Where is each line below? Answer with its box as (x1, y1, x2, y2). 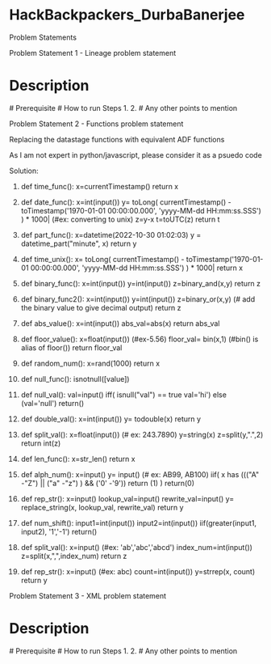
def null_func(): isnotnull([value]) (20, 374, 130, 383)
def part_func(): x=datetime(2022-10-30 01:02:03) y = (20, 230, 202, 239)
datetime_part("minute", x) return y (20, 239, 137, 248)
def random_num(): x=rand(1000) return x (20, 358, 161, 368)
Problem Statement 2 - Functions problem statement (9, 119, 184, 129)
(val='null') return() (20, 398, 85, 408)
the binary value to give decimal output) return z (20, 302, 181, 312)
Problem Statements (9, 32, 77, 42)
